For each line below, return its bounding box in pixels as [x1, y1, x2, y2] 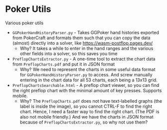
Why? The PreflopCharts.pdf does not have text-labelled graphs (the [19, 98, 163, 104]
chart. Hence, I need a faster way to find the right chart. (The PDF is [19, 108, 160, 115]
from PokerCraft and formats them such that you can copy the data [12, 35, 151, 41]
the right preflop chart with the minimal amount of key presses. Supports [12, 87, 162, 93]
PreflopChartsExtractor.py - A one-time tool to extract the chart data [12, 56, 156, 62]
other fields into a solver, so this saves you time [19, 51, 118, 57]
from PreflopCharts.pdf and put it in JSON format [12, 61, 115, 67]
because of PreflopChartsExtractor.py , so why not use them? [19, 119, 148, 125]
